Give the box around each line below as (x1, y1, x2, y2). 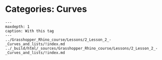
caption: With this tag (5, 28, 54, 33)
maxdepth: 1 (5, 24, 30, 29)
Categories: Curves (5, 3, 87, 15)
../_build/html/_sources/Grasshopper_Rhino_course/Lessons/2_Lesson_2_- (5, 46, 158, 51)
